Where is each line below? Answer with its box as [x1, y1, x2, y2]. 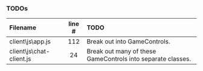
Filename [9, 23, 36, 32]
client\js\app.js [9, 37, 51, 46]
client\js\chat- [9, 47, 50, 55]
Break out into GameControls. [86, 37, 170, 46]
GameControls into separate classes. [86, 55, 192, 63]
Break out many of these [86, 47, 156, 55]
